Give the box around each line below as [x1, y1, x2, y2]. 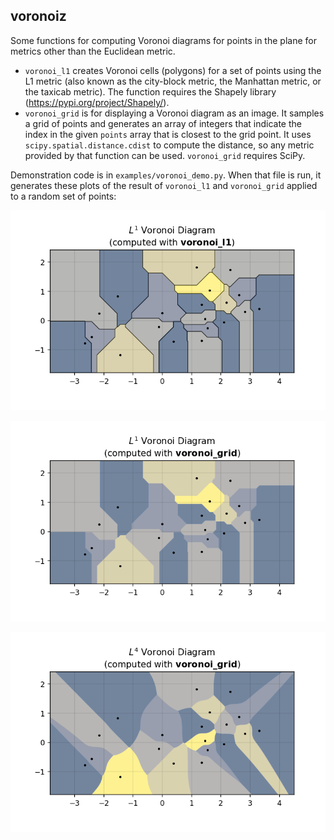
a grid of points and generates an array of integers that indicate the [24, 117, 302, 129]
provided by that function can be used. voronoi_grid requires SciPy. [24, 149, 306, 161]
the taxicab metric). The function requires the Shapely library [24, 85, 277, 98]
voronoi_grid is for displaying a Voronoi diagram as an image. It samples [24, 107, 325, 119]
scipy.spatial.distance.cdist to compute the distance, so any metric [24, 139, 315, 151]
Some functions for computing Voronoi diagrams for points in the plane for [10, 34, 317, 46]
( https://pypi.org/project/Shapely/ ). [24, 96, 170, 108]
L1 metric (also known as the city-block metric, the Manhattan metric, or [24, 75, 322, 87]
